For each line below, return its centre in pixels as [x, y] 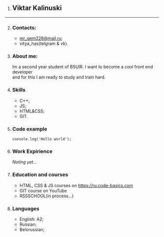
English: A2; [31, 219]
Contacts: [24, 27]
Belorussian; [32, 229]
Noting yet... [24, 162]
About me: [25, 56]
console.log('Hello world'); [42, 139]
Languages [26, 209]
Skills [19, 90]
